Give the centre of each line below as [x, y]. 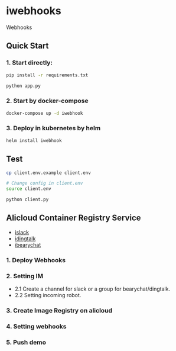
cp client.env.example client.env [49, 173]
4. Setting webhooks [36, 326]
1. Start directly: [30, 63]
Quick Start [27, 46]
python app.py [24, 86]
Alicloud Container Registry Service [74, 218]
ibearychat [28, 244]
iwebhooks [34, 11]
